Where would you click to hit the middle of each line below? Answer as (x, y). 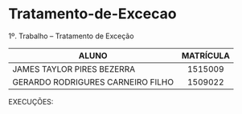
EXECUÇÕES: (31, 101)
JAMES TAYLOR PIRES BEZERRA (74, 69)
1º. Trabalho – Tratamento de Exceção (71, 36)
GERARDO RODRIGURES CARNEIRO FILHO (93, 82)
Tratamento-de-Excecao (92, 14)
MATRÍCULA (206, 55)
